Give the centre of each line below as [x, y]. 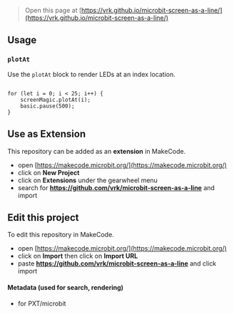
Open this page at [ [53, 10]
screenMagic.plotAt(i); [56, 100]
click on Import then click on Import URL [78, 256]
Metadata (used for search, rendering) [65, 287]
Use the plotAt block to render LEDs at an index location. [92, 74]
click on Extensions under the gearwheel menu [88, 180]
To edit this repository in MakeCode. [61, 235]
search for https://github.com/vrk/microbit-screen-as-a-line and [116, 187]
